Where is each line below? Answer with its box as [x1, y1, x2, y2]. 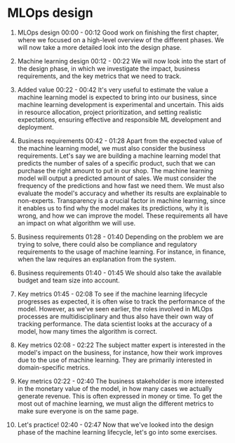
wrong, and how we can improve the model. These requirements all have [17, 211, 228, 220]
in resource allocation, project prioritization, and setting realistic [17, 108, 202, 116]
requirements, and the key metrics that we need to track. [17, 72, 182, 80]
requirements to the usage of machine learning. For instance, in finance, [17, 247, 227, 256]
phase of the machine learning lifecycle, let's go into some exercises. [17, 428, 217, 436]
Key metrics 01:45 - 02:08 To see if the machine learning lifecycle [17, 289, 208, 298]
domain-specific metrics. [17, 363, 90, 371]
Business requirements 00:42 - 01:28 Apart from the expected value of [17, 136, 222, 145]
